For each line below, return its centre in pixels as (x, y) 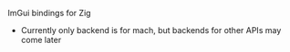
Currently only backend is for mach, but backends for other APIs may (151, 30)
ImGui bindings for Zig (49, 13)
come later (41, 40)
